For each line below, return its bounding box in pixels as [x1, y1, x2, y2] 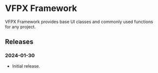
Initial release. [12, 63, 40, 69]
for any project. [5, 24, 36, 29]
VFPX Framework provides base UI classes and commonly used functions [5, 19, 153, 24]
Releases [5, 38, 34, 46]
